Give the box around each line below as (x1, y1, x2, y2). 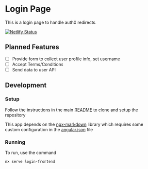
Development (5, 81, 47, 89)
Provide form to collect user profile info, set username (12, 56, 120, 62)
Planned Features (5, 43, 60, 51)
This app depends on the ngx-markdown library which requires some (5, 121, 144, 127)
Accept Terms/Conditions (12, 61, 64, 67)
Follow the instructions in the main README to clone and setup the (5, 107, 138, 113)
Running (5, 138, 26, 145)
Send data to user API (12, 67, 56, 72)
